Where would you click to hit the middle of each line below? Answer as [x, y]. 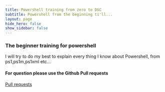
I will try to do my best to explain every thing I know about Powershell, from [82, 56]
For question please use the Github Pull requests [57, 73]
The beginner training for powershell [51, 46]
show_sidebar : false [27, 28]
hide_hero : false [23, 24]
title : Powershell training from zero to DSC [53, 10]
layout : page [19, 19]
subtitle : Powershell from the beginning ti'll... [59, 14]
